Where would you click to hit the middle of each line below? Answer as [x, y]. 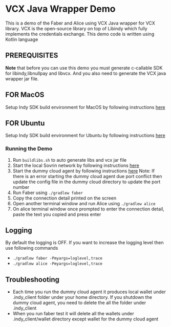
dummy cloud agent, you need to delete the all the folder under [79, 303]
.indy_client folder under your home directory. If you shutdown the [82, 297]
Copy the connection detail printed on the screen [65, 198]
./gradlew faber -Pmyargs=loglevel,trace [57, 258]
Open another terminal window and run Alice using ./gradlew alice [84, 203]
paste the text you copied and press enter [57, 214]
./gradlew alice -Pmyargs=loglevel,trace [57, 264]
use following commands [32, 248]
